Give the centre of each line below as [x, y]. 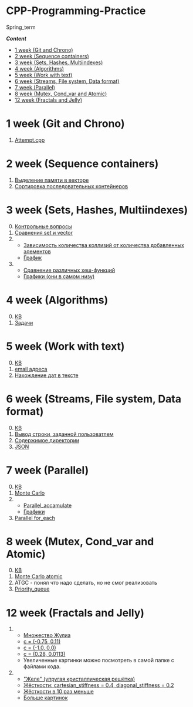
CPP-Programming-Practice [76, 11]
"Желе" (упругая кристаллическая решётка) [79, 679]
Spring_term [21, 27]
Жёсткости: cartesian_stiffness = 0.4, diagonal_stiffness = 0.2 [99, 685]
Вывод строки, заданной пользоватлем [64, 434]
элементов [37, 251]
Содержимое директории [47, 440]
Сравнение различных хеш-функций [69, 270]
